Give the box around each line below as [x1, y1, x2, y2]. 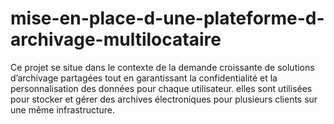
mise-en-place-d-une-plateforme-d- [10, 7, 325, 30]
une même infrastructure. [10, 103, 116, 116]
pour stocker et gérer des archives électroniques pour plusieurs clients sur [10, 93, 318, 105]
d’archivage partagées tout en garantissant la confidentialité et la [10, 72, 278, 84]
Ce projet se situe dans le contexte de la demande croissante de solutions [10, 61, 315, 73]
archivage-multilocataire [10, 28, 222, 51]
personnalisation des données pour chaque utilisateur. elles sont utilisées [10, 82, 313, 94]
